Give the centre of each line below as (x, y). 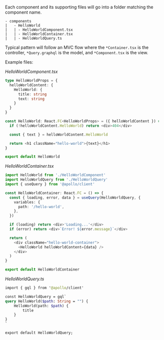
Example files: (19, 62)
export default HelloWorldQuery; (39, 333)
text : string (31, 99)
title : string (32, 94)
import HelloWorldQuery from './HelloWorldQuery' (57, 180)
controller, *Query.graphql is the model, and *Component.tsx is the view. (77, 53)
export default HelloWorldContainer (42, 270)
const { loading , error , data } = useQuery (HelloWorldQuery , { (75, 198)
